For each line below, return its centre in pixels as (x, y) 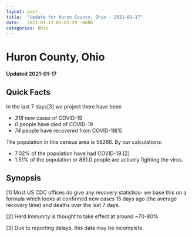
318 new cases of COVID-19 (48, 118)
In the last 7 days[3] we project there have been (64, 106)
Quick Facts (28, 92)
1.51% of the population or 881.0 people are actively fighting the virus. (99, 159)
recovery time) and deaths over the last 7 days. (63, 205)
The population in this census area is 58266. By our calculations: (84, 141)
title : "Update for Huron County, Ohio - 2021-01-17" (75, 17)
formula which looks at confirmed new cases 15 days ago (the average (92, 199)
